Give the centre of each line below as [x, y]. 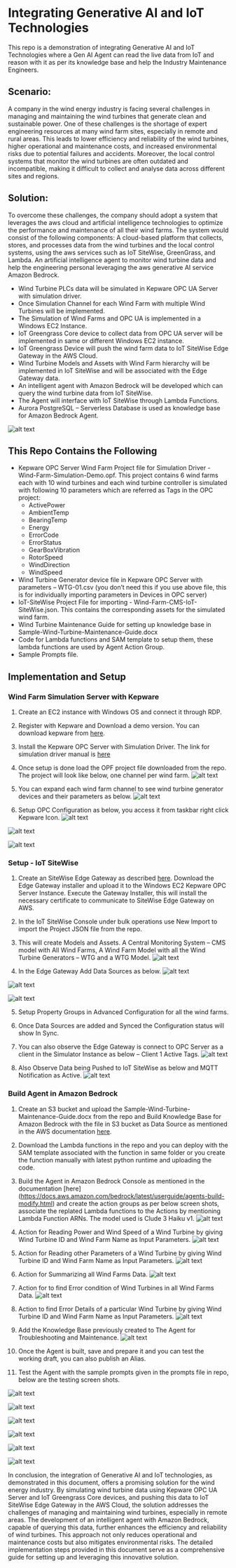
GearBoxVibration [54, 550]
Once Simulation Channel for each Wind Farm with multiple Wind [112, 303]
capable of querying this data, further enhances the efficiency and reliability [118, 1527]
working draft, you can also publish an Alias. [82, 1359]
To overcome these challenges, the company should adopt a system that [113, 215]
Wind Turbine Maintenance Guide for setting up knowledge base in [115, 625]
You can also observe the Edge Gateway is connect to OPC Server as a [120, 1047]
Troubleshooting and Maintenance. [69, 1337]
